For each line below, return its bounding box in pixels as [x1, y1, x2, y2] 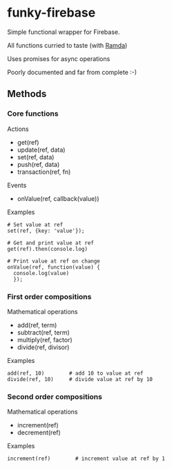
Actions [7, 125, 29, 133]
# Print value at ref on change [7, 258, 100, 265]
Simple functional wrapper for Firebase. [7, 28, 120, 36]
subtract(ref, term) [17, 328, 70, 337]
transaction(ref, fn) [17, 168, 71, 176]
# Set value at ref [7, 221, 64, 228]
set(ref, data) [17, 152, 55, 161]
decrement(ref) [17, 428, 61, 437]
